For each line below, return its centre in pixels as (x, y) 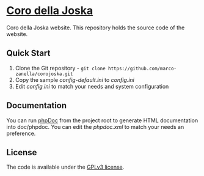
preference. (21, 133)
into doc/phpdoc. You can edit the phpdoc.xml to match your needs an (95, 127)
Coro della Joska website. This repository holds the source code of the (96, 28)
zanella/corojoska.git (44, 74)
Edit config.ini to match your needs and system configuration (92, 86)
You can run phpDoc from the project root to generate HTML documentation (102, 120)
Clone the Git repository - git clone (60, 68)
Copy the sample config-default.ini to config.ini (75, 79)
